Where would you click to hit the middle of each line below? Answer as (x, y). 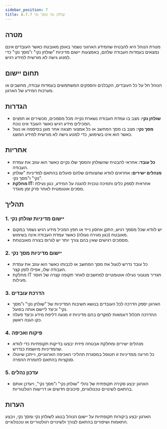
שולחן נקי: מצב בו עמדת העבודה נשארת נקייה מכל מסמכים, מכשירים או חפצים (86, 118)
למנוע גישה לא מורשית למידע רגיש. (38, 58)
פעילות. (19, 280)
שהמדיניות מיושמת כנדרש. (37, 349)
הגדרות (16, 106)
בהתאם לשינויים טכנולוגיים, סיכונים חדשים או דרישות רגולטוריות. (73, 389)
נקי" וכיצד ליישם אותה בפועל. (40, 309)
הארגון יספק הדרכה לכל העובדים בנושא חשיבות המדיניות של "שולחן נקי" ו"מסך (86, 304)
